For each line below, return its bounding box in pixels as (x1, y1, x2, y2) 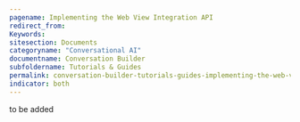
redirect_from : (9, 21, 66, 30)
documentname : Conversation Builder (9, 54, 146, 63)
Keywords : (9, 29, 46, 38)
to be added (9, 103, 54, 114)
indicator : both (9, 79, 70, 88)
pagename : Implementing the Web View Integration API (9, 12, 214, 22)
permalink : (9, 71, 50, 80)
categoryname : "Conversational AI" (9, 46, 142, 55)
